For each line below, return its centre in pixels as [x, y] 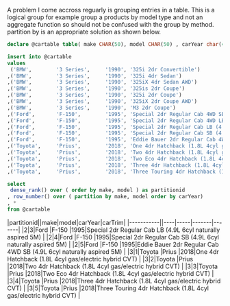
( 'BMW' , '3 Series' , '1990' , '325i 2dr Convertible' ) [105, 69]
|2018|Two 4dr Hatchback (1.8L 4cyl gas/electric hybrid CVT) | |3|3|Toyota [112, 266]
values [16, 63]
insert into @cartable [39, 57]
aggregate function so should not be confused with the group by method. [111, 24]
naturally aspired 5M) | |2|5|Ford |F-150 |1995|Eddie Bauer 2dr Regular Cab [113, 244]
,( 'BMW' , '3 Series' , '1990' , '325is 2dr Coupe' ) [96, 89]
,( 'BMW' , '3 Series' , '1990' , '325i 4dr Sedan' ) [95, 76]
